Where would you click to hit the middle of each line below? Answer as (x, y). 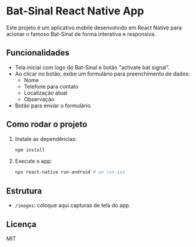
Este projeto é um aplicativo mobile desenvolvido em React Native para (94, 28)
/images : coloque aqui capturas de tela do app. (73, 206)
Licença (22, 224)
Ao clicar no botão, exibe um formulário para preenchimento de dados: (102, 74)
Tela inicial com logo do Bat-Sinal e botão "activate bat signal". (92, 67)
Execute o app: (33, 161)
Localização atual (46, 93)
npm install (30, 150)
